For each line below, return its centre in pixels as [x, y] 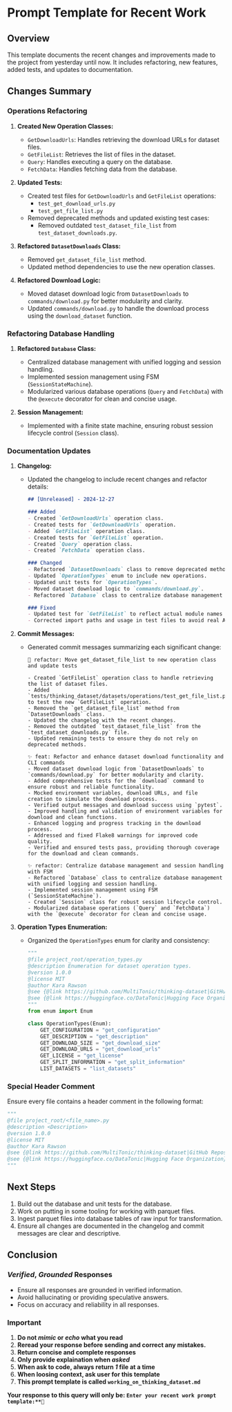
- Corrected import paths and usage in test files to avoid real [123, 621]
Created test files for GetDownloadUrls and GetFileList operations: [122, 196]
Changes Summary [49, 91]
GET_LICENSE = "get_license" [82, 1056]
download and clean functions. [72, 817]
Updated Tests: [40, 182]
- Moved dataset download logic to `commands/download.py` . [116, 589]
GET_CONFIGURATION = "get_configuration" [100, 1030]
